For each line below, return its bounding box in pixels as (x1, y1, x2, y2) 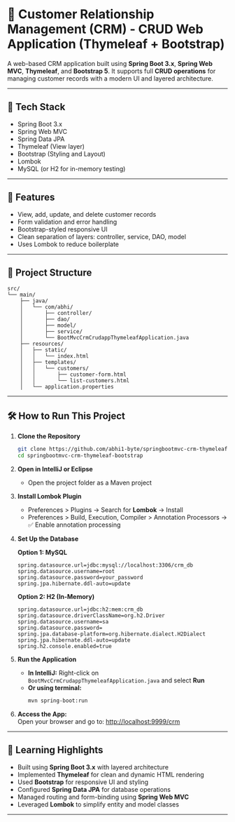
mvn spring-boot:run (27, 697, 88, 704)
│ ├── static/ (20, 346, 68, 353)
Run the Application (17, 655, 77, 663)
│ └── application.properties (20, 384, 114, 391)
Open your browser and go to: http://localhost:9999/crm (17, 717, 180, 725)
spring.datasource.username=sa (17, 618, 109, 625)
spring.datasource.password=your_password (17, 574, 143, 581)
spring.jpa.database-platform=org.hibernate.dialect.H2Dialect (17, 631, 206, 638)
